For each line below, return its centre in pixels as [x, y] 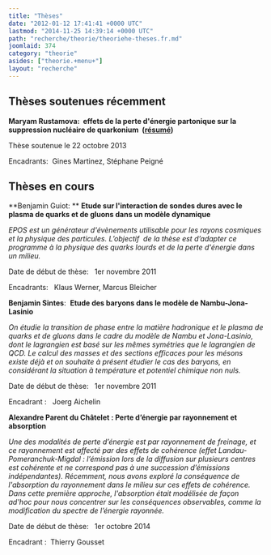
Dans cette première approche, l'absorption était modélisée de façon [124, 493]
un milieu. [25, 256]
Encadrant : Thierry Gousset [57, 542]
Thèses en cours [51, 186]
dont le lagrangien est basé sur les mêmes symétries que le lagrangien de [132, 344]
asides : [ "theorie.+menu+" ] [56, 62]
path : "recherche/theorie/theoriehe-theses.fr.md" [95, 38]
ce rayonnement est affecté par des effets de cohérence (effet [112, 450]
